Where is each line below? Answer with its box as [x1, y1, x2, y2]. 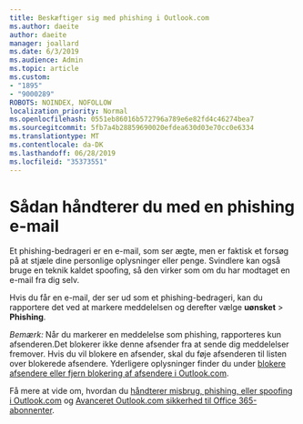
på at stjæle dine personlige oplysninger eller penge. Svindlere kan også [9, 256, 280, 267]
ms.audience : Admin [9, 56, 84, 65]
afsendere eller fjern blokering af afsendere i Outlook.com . [9, 368, 229, 379]
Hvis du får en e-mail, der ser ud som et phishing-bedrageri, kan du [9, 292, 264, 303]
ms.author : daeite [9, 22, 79, 31]
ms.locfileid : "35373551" [9, 156, 107, 167]
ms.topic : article [9, 65, 79, 74]
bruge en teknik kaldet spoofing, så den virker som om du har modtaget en [9, 265, 291, 276]
